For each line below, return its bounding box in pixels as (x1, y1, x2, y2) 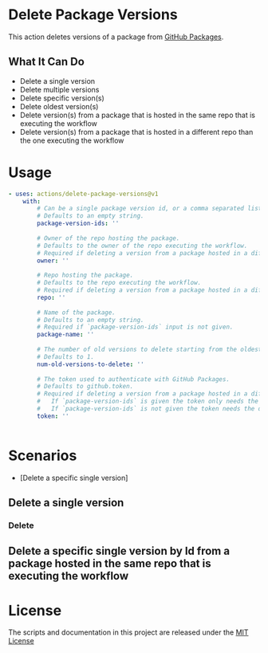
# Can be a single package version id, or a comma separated (37, 205, 245, 213)
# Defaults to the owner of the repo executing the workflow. (37, 242, 248, 250)
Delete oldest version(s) (19, 101, 99, 111)
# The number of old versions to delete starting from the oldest (37, 345, 262, 354)
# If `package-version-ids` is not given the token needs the (37, 405, 255, 413)
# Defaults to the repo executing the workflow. (37, 279, 202, 287)
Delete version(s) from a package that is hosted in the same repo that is (19, 110, 256, 120)
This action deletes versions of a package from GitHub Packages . (8, 32, 224, 41)
